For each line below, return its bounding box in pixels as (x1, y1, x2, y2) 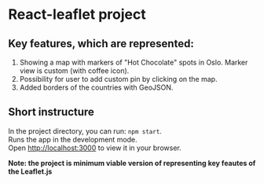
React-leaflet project (8, 6, 147, 24)
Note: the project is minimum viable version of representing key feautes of (8, 158, 256, 167)
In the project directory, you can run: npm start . (8, 126, 163, 135)
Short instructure (8, 105, 94, 119)
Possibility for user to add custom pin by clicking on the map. (19, 75, 218, 83)
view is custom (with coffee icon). (19, 66, 130, 75)
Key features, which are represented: (8, 37, 194, 50)
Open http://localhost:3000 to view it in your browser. (8, 143, 182, 153)
